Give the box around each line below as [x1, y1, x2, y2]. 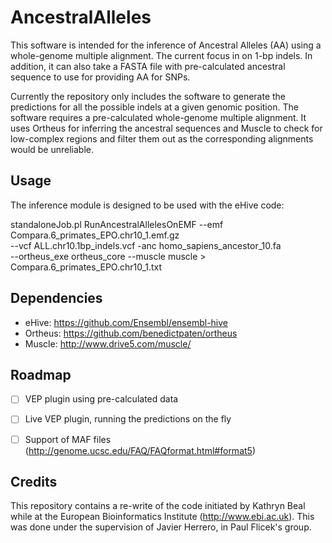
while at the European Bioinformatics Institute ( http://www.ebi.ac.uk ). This [10, 511, 315, 523]
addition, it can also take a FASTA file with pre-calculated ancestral [10, 60, 286, 72]
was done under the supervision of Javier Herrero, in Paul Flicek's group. [10, 521, 312, 533]
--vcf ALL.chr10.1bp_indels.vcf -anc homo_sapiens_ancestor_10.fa [10, 239, 282, 251]
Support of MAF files [24, 433, 112, 445]
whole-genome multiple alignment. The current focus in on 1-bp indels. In [10, 49, 313, 61]
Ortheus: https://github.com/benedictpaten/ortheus [24, 327, 238, 339]
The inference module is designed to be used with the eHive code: [10, 199, 285, 211]
